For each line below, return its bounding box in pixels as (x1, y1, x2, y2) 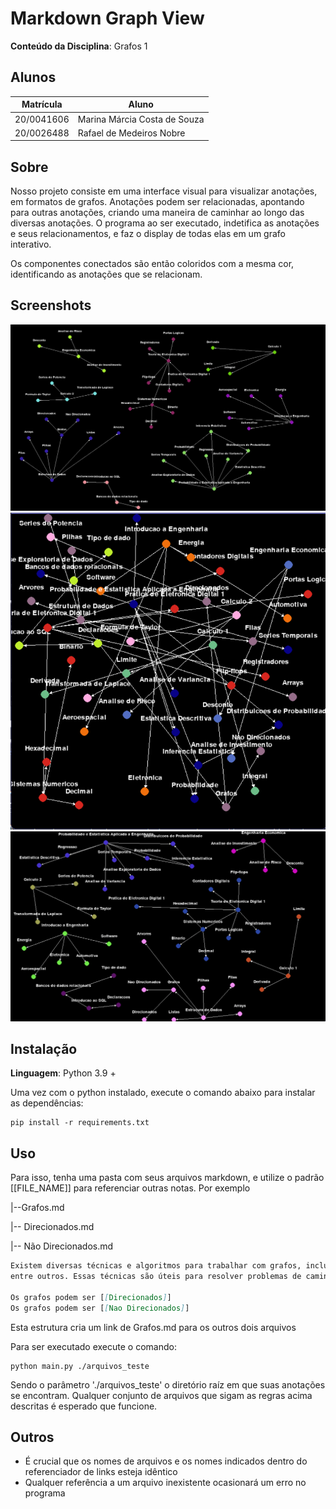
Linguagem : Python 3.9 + (10, 1067, 117, 1079)
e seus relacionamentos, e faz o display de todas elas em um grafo (10, 228, 286, 240)
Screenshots (10, 297, 92, 314)
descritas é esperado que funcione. (10, 1400, 158, 1412)
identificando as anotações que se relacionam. (10, 268, 203, 281)
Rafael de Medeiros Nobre (77, 127, 186, 139)
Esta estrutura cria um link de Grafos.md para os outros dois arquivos (10, 1321, 297, 1333)
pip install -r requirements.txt (10, 1118, 150, 1128)
